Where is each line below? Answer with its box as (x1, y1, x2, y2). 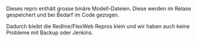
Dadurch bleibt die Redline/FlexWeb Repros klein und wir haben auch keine (6, 23, 190, 30)
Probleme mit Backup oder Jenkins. (6, 29, 94, 36)
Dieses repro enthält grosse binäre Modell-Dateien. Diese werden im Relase (6, 5, 192, 12)
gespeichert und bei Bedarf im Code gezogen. (6, 11, 120, 18)
